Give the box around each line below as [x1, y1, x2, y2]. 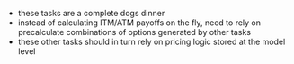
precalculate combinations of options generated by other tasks [17, 27, 252, 37]
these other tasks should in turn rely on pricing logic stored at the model [17, 36, 286, 47]
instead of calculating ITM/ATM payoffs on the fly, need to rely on [17, 17, 262, 28]
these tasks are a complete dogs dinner [17, 8, 165, 18]
